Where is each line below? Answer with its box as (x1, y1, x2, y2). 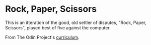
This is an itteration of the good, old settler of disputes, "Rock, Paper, (5, 20, 147, 25)
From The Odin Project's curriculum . (5, 34, 79, 40)
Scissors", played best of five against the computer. (5, 24, 111, 30)
